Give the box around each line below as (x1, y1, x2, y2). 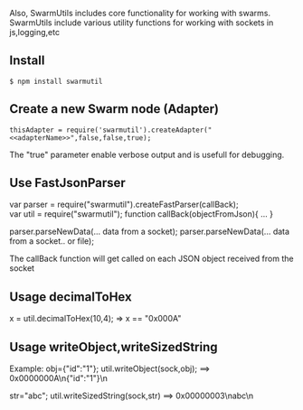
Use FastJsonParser (9, 175, 127, 191)
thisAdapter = (9, 126, 63, 135)
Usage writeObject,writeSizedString (9, 339, 219, 355)
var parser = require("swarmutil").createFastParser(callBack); (9, 199, 239, 210)
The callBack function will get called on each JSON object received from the (9, 253, 294, 265)
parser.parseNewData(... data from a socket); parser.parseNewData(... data (9, 226, 290, 238)
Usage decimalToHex (9, 289, 133, 304)
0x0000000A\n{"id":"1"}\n (9, 373, 109, 384)
